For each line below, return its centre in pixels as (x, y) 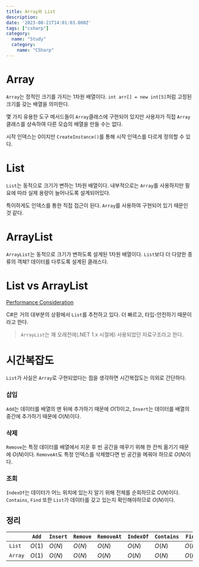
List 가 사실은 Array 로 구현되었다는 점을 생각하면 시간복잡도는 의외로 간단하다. (96, 378)
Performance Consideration (40, 302)
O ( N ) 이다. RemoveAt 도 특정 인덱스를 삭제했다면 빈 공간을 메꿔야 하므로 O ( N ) (99, 455)
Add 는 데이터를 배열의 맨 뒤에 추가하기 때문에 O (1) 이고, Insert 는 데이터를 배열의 (98, 408)
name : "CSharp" (36, 50)
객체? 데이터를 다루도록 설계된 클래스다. (62, 262)
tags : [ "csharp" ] (28, 28)
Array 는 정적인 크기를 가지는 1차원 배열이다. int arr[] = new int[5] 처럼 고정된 (99, 96)
